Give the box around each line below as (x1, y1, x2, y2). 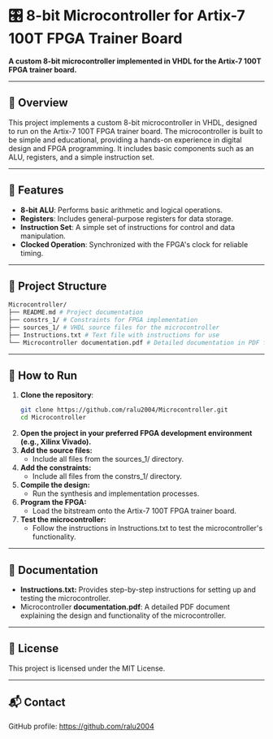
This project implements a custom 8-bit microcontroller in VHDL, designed (8, 117, 258, 127)
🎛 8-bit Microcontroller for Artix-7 (8, 7, 245, 25)
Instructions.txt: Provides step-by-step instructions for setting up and (19, 585, 256, 594)
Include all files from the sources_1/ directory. (32, 454, 184, 464)
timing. (19, 248, 44, 258)
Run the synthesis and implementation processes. (32, 489, 200, 498)
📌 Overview (8, 96, 68, 110)
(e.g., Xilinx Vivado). (19, 437, 92, 447)
